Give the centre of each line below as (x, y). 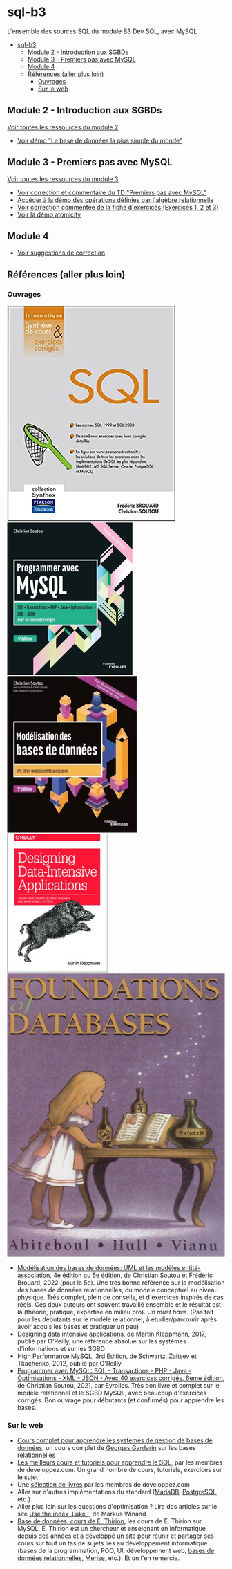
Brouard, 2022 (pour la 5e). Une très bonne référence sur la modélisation (121, 1282)
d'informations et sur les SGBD (61, 1348)
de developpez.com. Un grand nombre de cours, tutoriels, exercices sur (119, 1470)
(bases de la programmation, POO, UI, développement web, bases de (116, 1551)
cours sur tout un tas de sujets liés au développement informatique (112, 1543)
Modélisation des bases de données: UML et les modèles (99, 1267)
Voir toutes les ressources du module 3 (63, 179)
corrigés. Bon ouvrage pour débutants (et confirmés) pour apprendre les (120, 1400)
